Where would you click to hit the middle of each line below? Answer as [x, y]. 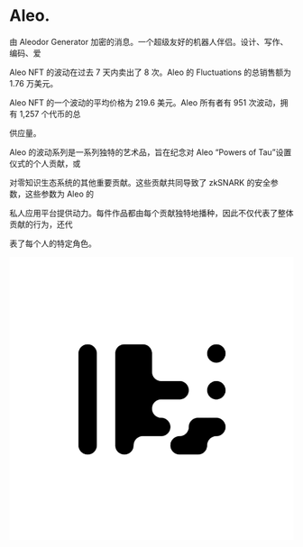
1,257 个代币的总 [50, 114]
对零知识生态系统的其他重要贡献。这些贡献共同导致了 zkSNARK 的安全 [140, 182]
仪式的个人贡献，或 [45, 163]
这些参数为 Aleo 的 [60, 194]
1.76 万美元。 [34, 83]
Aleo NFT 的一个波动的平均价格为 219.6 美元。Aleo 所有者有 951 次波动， [145, 102]
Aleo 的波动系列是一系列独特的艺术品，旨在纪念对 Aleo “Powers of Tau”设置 [151, 152]
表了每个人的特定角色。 [53, 243]
